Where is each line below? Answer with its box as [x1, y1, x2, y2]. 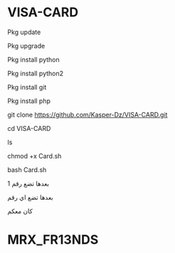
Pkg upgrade [7, 41, 46, 50]
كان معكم [7, 207, 33, 215]
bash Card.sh [7, 165, 47, 174]
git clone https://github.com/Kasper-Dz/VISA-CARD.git [7, 110, 168, 119]
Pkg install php [7, 97, 51, 105]
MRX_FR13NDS [7, 232, 99, 248]
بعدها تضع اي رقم [7, 193, 53, 201]
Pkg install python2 [7, 69, 64, 77]
